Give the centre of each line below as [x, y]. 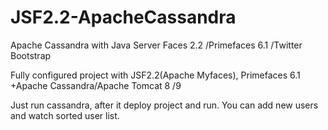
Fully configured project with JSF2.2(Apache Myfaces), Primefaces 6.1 [155, 75]
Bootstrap [31, 55]
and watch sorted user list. [65, 115]
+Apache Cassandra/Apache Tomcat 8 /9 [96, 85]
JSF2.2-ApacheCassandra [123, 17]
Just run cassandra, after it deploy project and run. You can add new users [164, 105]
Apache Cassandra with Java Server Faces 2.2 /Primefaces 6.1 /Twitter [156, 45]
